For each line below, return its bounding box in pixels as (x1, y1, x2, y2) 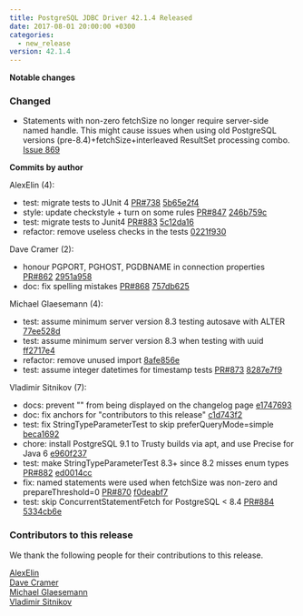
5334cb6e (22, 506, 62, 517)
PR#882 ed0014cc (22, 468, 93, 479)
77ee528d (22, 326, 61, 337)
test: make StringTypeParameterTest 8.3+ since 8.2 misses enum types (22, 458, 289, 469)
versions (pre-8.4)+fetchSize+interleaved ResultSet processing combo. (22, 135, 290, 146)
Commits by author (9, 162, 83, 173)
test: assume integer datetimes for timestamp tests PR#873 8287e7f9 (22, 365, 283, 376)
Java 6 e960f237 (22, 448, 88, 459)
